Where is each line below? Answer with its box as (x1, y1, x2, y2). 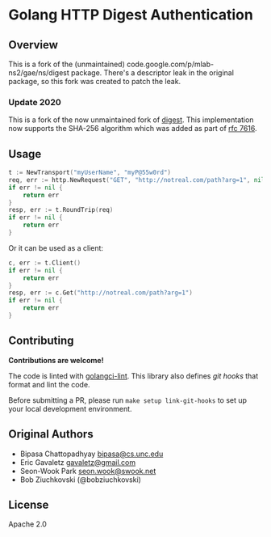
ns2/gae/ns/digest (8, 68, 70, 78)
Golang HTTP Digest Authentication (8, 6, 254, 24)
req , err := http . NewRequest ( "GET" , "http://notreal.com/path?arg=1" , (8, 175, 251, 184)
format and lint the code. (8, 379, 90, 389)
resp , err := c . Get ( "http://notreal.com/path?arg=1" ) (8, 289, 194, 297)
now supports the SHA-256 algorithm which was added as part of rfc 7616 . (8, 124, 257, 133)
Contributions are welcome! (8, 355, 104, 365)
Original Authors (8, 427, 94, 442)
